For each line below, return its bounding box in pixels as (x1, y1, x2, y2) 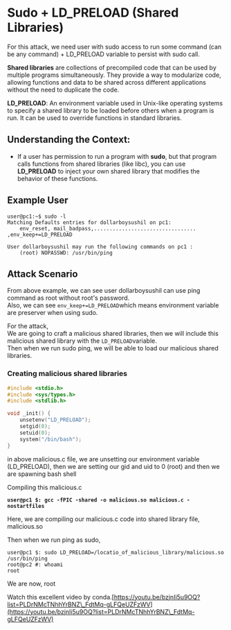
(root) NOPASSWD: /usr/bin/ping (19, 249, 113, 256)
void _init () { (7, 410, 51, 417)
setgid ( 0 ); (19, 423, 51, 430)
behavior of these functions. (17, 174, 98, 182)
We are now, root (7, 579, 56, 588)
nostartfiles (7, 502, 45, 509)
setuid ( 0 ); (19, 429, 51, 436)
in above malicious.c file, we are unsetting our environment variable (7, 454, 200, 463)
